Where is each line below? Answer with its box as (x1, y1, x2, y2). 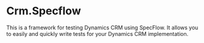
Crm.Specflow (6, 4, 81, 18)
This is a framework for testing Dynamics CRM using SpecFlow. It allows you (6, 24, 199, 31)
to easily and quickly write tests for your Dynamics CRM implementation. (6, 30, 189, 37)
